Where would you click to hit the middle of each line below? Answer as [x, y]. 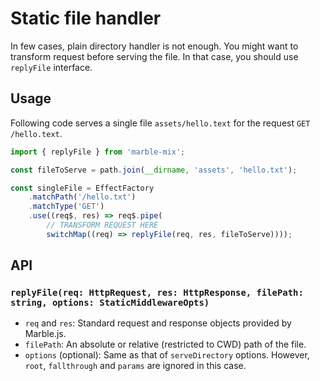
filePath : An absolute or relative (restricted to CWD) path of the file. [165, 344]
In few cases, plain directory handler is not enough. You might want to [154, 46]
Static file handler [86, 18]
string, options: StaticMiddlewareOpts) [110, 303]
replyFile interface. [51, 67]
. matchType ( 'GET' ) [66, 207]
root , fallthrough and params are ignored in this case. [135, 366]
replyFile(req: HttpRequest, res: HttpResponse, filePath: [157, 293]
